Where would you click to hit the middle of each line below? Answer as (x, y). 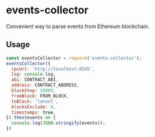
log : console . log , (34, 74)
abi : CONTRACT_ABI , (35, 80)
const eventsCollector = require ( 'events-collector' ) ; (74, 58)
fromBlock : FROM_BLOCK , (40, 96)
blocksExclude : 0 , (34, 107)
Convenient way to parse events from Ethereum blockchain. (78, 26)
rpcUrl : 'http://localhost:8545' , (53, 69)
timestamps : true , (34, 112)
